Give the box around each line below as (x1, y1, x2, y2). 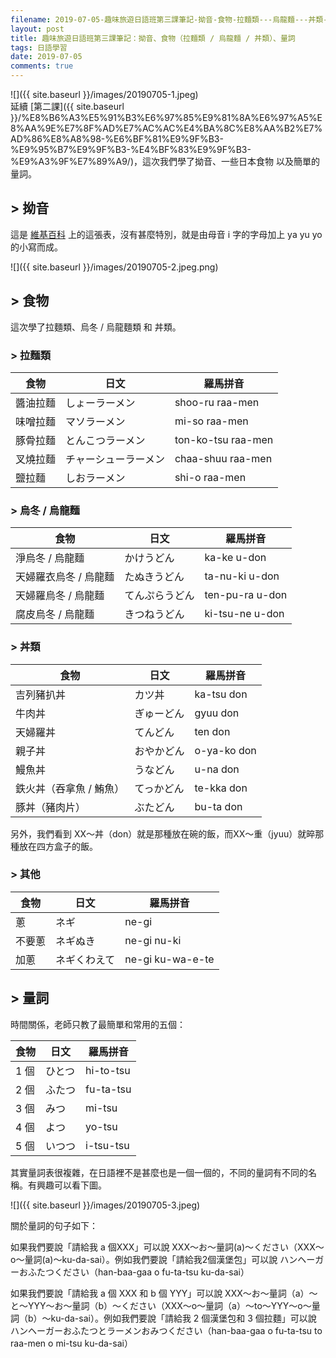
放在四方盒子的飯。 (18, 840, 98, 852)
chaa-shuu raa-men (174, 451, 273, 465)
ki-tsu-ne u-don (204, 607, 285, 621)
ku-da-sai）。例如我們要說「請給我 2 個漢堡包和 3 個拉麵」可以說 (50, 1312, 317, 1324)
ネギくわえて (55, 952, 116, 966)
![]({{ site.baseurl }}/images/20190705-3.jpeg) (10, 1199, 201, 1211)
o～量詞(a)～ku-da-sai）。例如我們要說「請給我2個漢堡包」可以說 (10, 1253, 278, 1265)
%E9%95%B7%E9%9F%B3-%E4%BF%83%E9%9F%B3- (10, 144, 252, 155)
